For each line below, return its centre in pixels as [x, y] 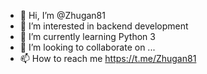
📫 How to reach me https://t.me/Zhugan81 [108, 58]
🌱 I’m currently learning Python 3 [87, 36]
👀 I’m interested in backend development [104, 26]
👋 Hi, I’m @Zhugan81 [62, 15]
